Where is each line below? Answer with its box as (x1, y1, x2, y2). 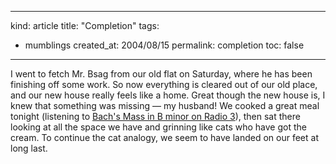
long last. (10, 142, 48, 154)
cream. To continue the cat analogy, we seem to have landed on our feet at (10, 132, 319, 143)
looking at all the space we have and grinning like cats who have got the (10, 121, 307, 133)
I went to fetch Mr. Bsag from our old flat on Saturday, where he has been (10, 68, 313, 80)
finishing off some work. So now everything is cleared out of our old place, (10, 79, 318, 90)
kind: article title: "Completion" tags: (10, 20, 160, 31)
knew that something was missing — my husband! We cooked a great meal (10, 100, 320, 111)
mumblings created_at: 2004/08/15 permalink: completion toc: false (24, 39, 305, 51)
